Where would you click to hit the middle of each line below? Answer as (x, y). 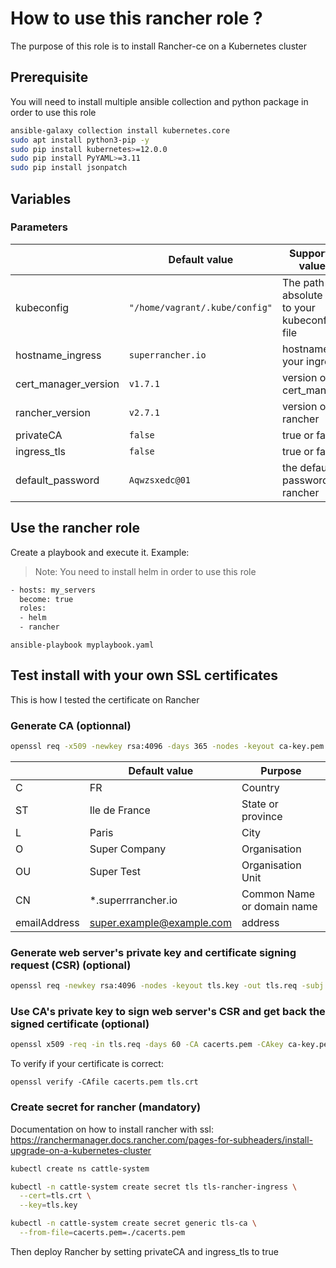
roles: (33, 608)
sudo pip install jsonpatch (69, 168)
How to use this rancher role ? (136, 18)
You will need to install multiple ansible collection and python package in (159, 101)
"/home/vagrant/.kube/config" (200, 307)
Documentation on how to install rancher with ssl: (112, 1129)
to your (299, 307)
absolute (302, 295)
